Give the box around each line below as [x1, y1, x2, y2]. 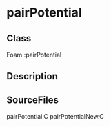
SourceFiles [6, 94, 59, 106]
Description [6, 70, 58, 82]
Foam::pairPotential [6, 50, 62, 59]
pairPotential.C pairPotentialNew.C [6, 113, 104, 121]
